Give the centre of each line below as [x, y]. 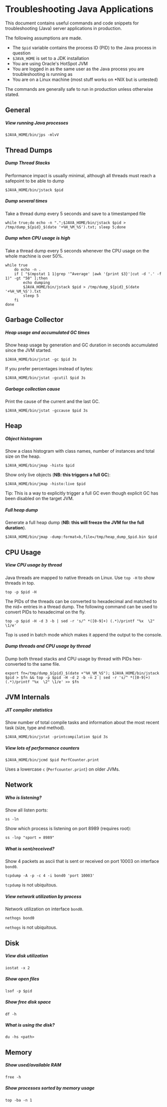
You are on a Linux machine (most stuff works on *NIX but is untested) [85, 79]
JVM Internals [27, 697]
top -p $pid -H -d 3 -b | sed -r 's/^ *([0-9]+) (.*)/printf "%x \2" [80, 621]
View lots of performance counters [42, 748]
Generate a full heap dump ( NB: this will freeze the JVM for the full [75, 523]
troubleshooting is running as [42, 74]
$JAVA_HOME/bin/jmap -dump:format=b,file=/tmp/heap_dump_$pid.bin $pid [81, 537]
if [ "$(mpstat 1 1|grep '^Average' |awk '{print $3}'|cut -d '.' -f [88, 274]
